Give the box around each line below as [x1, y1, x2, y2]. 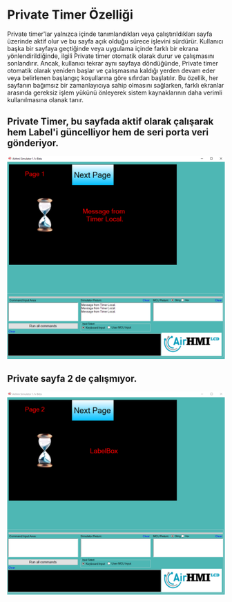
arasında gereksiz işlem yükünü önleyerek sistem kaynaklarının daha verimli [7, 88, 223, 97]
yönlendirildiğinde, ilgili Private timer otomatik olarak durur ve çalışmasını [7, 52, 215, 60]
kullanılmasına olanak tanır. [7, 95, 84, 104]
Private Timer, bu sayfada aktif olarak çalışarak [7, 116, 214, 128]
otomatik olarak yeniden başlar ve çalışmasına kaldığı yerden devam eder [7, 66, 216, 75]
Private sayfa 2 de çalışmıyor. [7, 373, 137, 385]
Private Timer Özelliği [7, 7, 133, 23]
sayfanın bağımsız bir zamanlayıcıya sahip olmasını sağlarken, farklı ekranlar [7, 81, 224, 89]
